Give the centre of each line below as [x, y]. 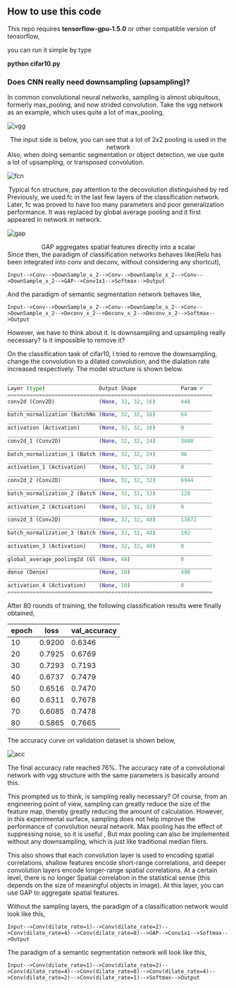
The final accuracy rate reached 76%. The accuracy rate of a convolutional [116, 768]
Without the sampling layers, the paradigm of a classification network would [118, 906]
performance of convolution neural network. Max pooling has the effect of [115, 826]
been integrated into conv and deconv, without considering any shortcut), [114, 262]
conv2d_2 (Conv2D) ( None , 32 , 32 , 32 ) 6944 [100, 481]
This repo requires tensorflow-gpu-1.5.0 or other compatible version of [112, 28]
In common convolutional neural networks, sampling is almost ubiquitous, [114, 98]
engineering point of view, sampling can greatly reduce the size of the [109, 804]
